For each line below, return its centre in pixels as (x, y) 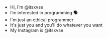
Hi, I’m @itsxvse (27, 7)
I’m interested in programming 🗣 (44, 13)
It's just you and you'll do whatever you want (56, 25)
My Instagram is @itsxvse (37, 30)
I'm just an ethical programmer (42, 20)
